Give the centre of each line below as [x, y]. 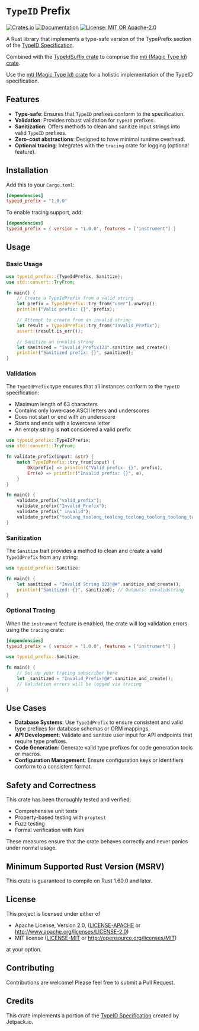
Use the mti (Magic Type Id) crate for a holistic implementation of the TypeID [99, 74]
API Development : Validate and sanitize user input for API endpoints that [103, 735]
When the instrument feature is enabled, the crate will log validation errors [97, 623]
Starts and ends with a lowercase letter [62, 423]
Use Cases [26, 708]
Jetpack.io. [20, 1021]
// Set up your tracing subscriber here [67, 673]
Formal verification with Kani [49, 830]
